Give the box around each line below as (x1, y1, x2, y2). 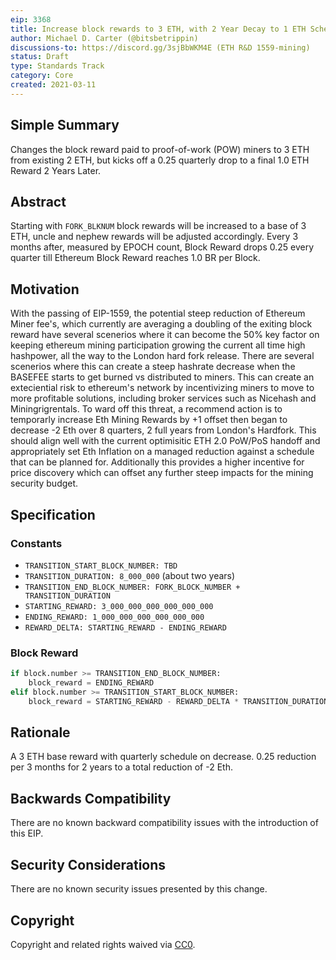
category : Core (10, 71, 74, 81)
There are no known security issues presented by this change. (10, 883, 268, 895)
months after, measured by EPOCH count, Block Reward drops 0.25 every (10, 241, 315, 253)
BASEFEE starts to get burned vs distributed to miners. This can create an (10, 371, 315, 383)
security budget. (10, 477, 79, 490)
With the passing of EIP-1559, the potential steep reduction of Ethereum (10, 307, 306, 320)
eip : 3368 (10, 14, 52, 25)
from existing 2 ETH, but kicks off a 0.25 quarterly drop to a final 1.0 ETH (10, 154, 310, 166)
